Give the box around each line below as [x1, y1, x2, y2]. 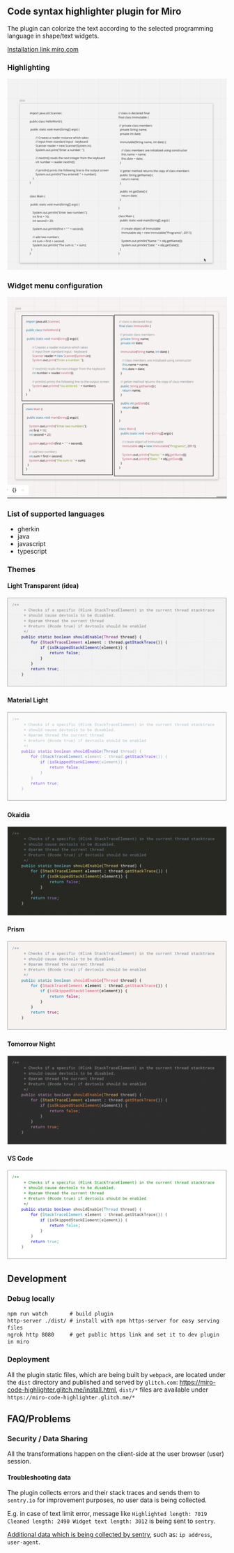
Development [7, 1273, 68, 1284]
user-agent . [7, 1538, 40, 1546]
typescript [17, 547, 47, 555]
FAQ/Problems [7, 1413, 71, 1425]
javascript [17, 539, 46, 547]
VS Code [7, 1154, 33, 1162]
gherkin [17, 524, 40, 533]
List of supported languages [7, 509, 105, 519]
